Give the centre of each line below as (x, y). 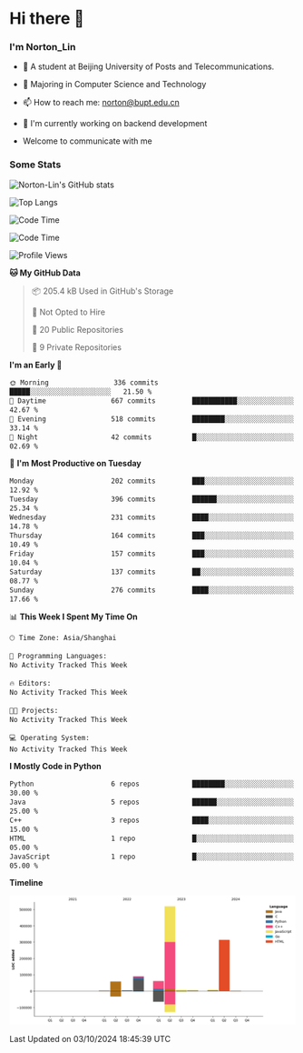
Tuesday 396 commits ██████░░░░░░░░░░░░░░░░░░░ (152, 499)
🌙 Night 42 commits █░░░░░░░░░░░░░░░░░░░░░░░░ (152, 437)
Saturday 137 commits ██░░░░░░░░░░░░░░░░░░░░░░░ (152, 572)
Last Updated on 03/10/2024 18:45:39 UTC (90, 1039)
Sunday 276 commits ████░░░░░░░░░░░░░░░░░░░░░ (152, 590)
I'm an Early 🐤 (36, 365)
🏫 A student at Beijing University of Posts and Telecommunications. (148, 66)
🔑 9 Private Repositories (77, 347)
